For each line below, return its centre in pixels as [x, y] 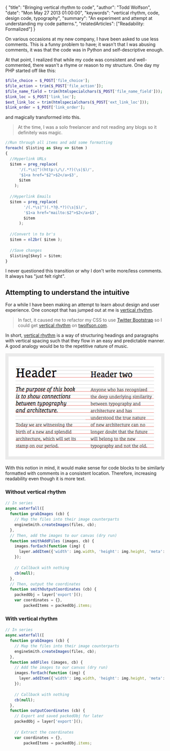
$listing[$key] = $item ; [36, 256]
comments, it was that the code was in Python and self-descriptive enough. [84, 50]
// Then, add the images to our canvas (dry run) [63, 535]
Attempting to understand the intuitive [67, 292]
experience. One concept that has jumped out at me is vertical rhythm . [79, 310]
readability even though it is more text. [46, 479]
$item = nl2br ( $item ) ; [36, 240]
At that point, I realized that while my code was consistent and [70, 60]
